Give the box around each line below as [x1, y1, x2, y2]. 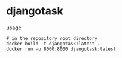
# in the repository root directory [6, 35, 97, 41]
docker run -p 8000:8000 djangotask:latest [6, 46, 117, 52]
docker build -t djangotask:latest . [6, 41, 100, 47]
